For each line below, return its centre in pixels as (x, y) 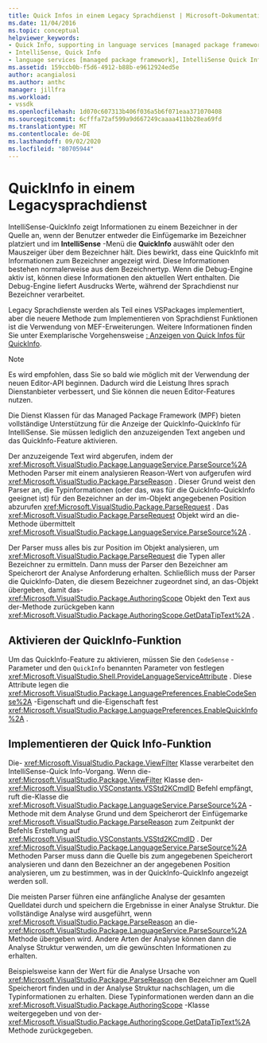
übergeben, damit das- (46, 590)
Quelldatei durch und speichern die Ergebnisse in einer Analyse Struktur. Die (133, 905)
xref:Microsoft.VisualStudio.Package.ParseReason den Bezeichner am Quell (132, 979)
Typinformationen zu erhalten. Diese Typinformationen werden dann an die (131, 996)
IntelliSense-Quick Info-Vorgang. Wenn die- (80, 771)
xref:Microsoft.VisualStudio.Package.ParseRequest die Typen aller (117, 556)
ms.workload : (30, 97)
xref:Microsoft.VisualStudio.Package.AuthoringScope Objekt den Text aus (129, 598)
